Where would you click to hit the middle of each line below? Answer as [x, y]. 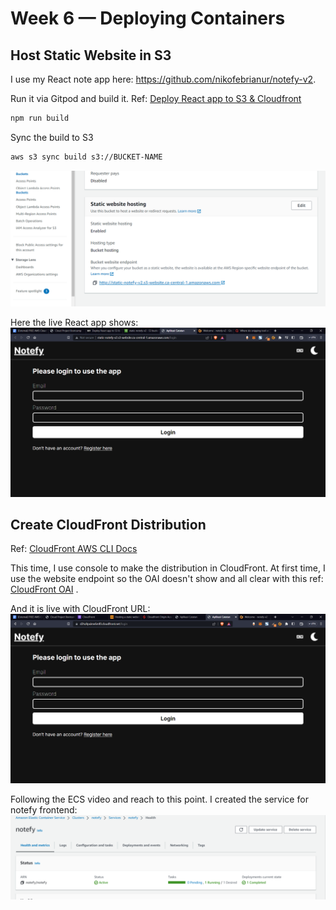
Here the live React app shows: [74, 323]
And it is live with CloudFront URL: [80, 609]
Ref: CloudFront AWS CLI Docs [74, 549]
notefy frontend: [44, 809]
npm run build [40, 118]
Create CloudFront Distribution [108, 524]
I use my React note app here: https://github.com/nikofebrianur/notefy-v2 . [163, 79]
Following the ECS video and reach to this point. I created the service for [159, 799]
